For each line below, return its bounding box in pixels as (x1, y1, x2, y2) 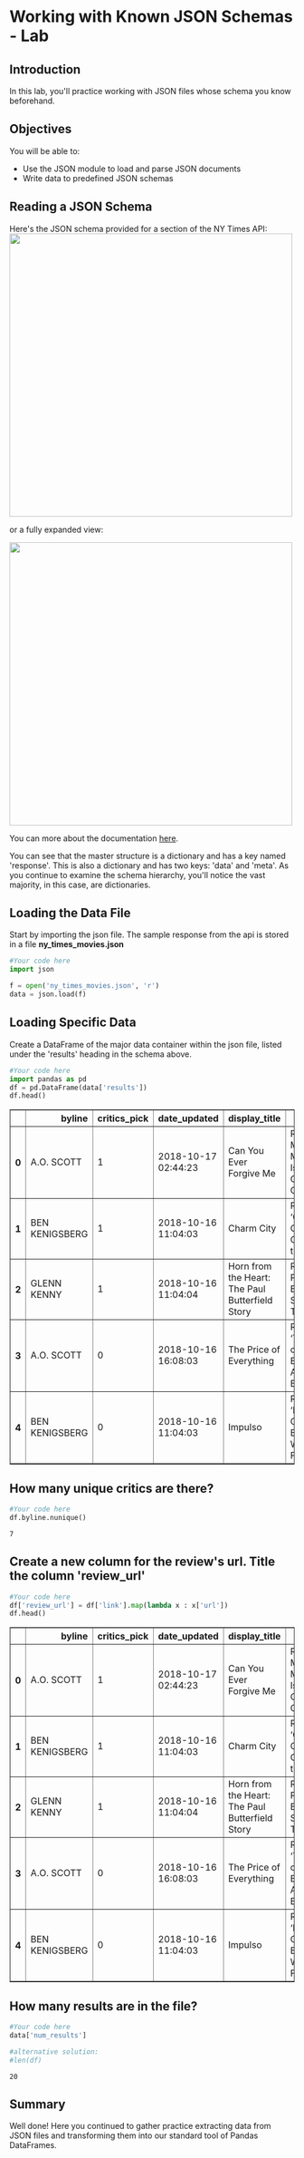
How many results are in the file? (9, 1998, 198, 2014)
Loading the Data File (9, 905, 131, 921)
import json (9, 965, 54, 974)
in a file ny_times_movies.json (9, 939, 125, 950)
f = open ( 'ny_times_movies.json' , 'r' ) (9, 982, 160, 991)
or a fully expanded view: (9, 524, 104, 535)
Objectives (9, 121, 72, 137)
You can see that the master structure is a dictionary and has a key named (9, 850, 287, 861)
